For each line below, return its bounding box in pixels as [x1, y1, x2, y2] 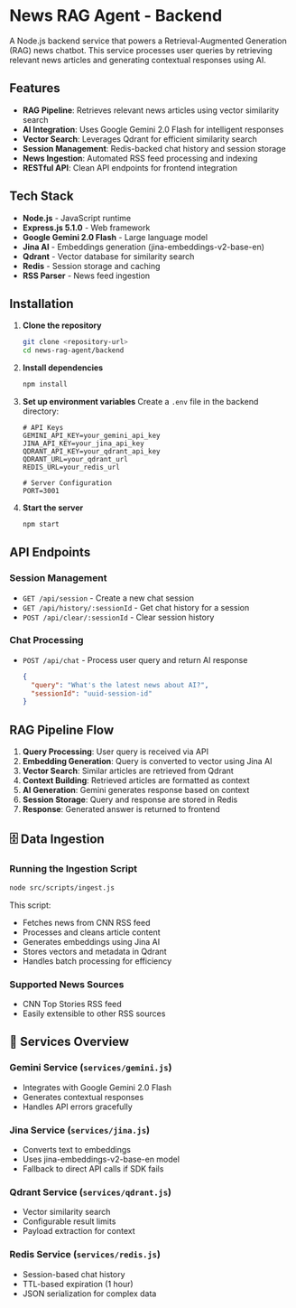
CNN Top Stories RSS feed [22, 999, 122, 1010]
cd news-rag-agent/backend [22, 346, 125, 355]
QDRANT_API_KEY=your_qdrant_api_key [22, 447, 161, 456]
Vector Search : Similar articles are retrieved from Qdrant [22, 765, 235, 777]
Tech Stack [9, 189, 74, 204]
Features [9, 80, 60, 96]
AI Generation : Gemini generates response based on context [22, 785, 250, 796]
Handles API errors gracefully [22, 1101, 133, 1112]
